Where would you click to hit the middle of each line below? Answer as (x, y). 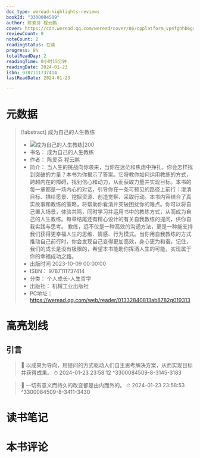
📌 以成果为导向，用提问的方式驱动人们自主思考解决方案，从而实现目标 (107, 365)
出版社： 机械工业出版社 (59, 286)
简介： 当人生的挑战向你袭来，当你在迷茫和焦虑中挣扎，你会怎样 (109, 167)
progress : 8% (22, 51)
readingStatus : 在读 (31, 45)
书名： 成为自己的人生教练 (62, 152)
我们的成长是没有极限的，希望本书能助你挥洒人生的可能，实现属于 (110, 249)
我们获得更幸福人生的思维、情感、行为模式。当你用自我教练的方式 (110, 234)
